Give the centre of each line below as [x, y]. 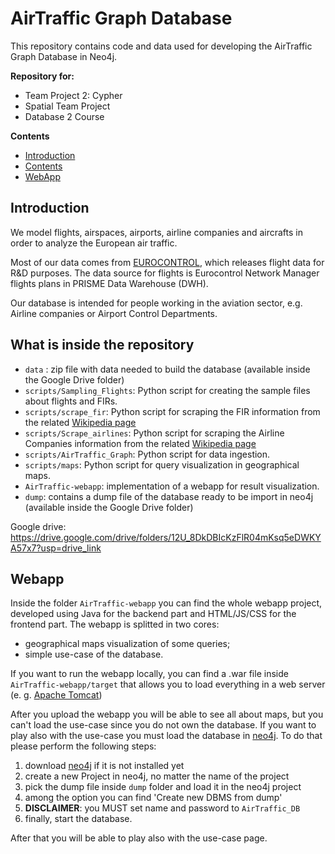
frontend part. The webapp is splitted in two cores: [115, 624]
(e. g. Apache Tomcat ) [56, 695]
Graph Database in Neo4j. [64, 56]
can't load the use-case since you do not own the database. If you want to [163, 725]
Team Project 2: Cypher [73, 95]
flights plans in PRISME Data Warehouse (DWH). [109, 283]
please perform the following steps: [83, 746]
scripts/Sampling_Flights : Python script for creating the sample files [167, 390]
